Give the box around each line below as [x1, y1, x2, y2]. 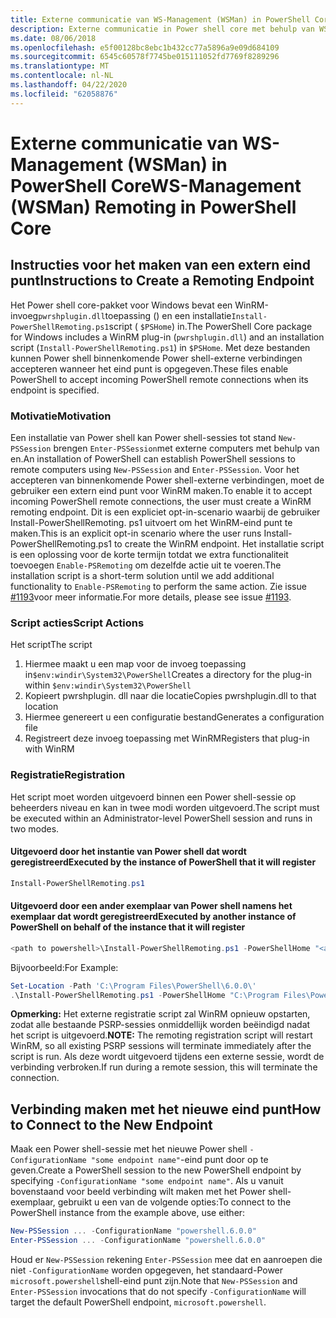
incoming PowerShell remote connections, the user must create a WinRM [10, 495, 312, 507]
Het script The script [10, 639, 93, 651]
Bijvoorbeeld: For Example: [10, 961, 119, 973]
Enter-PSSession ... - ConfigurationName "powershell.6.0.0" [10, 1236, 267, 1246]
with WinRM [24, 743, 75, 755]
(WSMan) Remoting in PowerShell [10, 196, 297, 218]
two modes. [10, 822, 60, 835]
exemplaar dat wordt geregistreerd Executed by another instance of [10, 911, 297, 923]
